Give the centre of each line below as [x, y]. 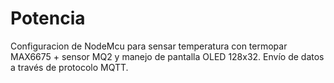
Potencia [48, 18]
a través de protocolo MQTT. [69, 67]
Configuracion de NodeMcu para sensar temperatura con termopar [149, 46]
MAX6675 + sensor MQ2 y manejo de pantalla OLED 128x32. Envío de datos [167, 56]
